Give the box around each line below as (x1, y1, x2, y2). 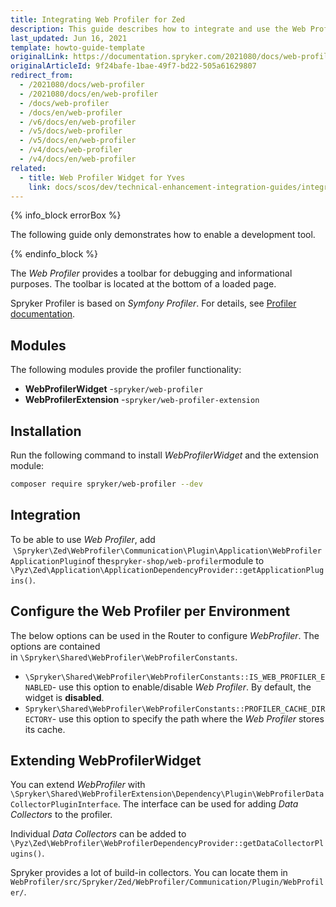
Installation (10, 422, 82, 440)
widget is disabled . (24, 691, 105, 703)
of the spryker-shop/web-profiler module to (86, 554, 265, 566)
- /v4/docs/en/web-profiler (19, 154, 137, 164)
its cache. (24, 723, 66, 735)
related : (10, 163, 47, 173)
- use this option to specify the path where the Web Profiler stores (51, 712, 325, 725)
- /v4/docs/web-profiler (19, 145, 123, 155)
